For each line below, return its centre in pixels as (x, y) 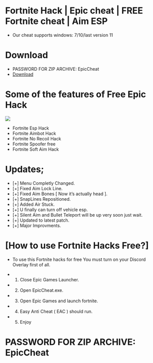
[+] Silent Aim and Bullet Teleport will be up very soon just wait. (77, 215)
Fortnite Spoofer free (34, 144)
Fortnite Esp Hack (31, 128)
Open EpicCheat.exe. (42, 290)
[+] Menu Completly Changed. (44, 183)
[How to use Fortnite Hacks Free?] (77, 245)
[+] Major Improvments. (37, 225)
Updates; (24, 169)
